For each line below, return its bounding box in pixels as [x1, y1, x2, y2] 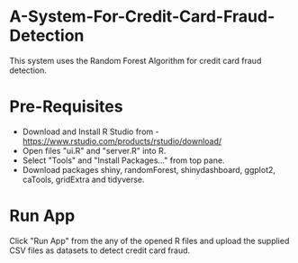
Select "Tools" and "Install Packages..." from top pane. [22, 155, 225, 166]
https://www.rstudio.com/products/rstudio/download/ [22, 135, 222, 146]
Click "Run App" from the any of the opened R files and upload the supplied [9, 235, 290, 246]
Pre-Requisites [9, 96, 123, 117]
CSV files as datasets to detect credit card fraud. [9, 245, 191, 256]
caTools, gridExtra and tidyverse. [22, 174, 145, 185]
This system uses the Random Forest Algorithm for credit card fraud [9, 55, 262, 66]
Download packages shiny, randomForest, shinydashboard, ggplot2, [22, 164, 276, 175]
